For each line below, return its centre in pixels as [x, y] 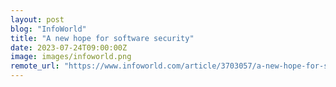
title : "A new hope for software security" [102, 38]
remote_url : [35, 66]
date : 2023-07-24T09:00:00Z [69, 47]
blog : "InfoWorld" [48, 29]
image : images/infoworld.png [71, 57]
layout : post [37, 19]
